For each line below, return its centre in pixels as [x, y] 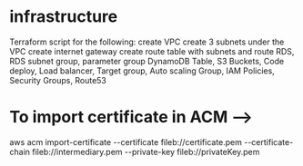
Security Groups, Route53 [58, 80]
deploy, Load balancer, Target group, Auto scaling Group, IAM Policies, [142, 71]
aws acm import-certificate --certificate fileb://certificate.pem [126, 142]
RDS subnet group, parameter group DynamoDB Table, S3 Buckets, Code [147, 61]
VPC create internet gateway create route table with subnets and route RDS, [152, 51]
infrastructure [64, 17]
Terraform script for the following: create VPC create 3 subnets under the [147, 42]
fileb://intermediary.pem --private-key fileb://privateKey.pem [146, 151]
